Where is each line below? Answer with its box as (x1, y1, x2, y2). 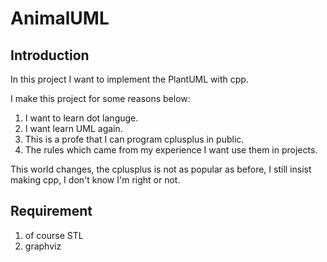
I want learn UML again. (24, 123, 123, 134)
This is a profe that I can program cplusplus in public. (24, 133, 245, 145)
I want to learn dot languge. (24, 112, 139, 124)
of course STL (24, 229, 84, 241)
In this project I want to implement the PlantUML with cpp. (10, 73, 249, 85)
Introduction (10, 47, 90, 64)
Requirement (10, 203, 93, 220)
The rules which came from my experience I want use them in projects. (24, 144, 318, 156)
